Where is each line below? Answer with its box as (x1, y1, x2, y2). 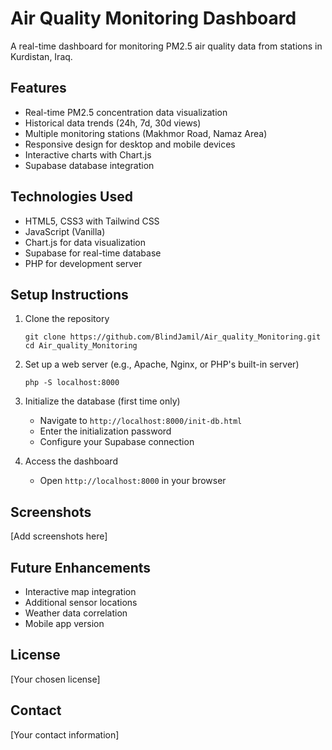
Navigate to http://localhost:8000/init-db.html (39, 415, 243, 427)
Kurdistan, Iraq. (10, 50, 73, 62)
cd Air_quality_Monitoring (24, 341, 138, 351)
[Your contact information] (10, 728, 120, 741)
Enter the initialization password (39, 425, 172, 437)
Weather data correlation (24, 607, 128, 619)
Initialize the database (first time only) (24, 395, 181, 407)
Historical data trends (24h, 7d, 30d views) (24, 117, 202, 129)
